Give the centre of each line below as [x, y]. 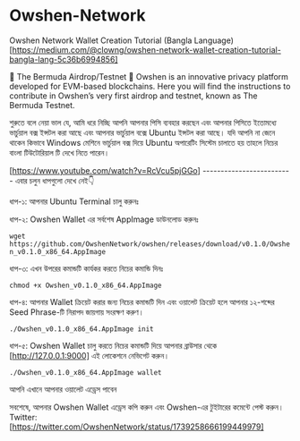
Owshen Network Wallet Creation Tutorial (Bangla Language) [122, 40]
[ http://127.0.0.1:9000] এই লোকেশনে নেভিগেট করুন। [90, 355]
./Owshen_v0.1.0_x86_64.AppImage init [81, 329]
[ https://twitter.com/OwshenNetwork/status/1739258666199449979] [137, 427]
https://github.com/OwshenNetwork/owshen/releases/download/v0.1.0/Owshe [150, 244]
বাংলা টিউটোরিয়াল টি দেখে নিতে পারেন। [60, 152]
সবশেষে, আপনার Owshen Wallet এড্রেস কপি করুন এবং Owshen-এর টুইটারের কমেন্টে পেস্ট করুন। [146, 407]
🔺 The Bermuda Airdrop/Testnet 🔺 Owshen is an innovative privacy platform [149, 76]
